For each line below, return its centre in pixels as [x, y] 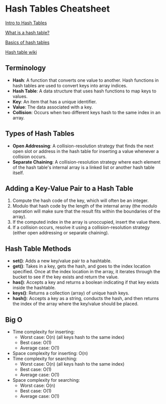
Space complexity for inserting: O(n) [50, 353]
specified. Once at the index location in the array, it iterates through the [86, 272]
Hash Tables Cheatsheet [58, 9]
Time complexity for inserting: [44, 332]
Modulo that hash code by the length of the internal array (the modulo [85, 206]
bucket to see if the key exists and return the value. [66, 277]
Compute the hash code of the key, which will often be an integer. [80, 200]
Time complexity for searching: [45, 359]
